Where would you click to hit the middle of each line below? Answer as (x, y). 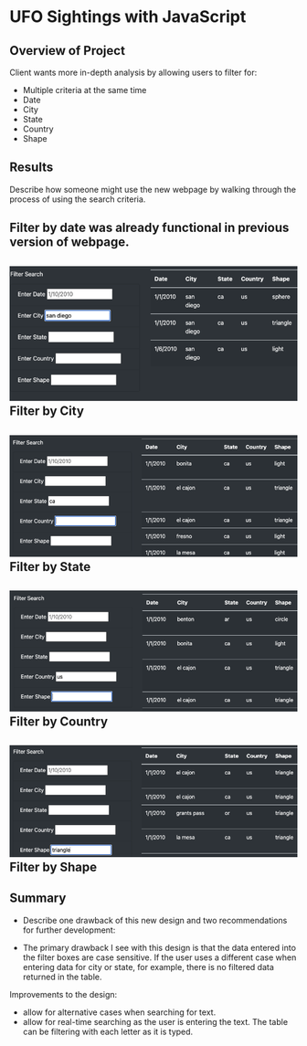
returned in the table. (62, 977)
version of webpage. (69, 243)
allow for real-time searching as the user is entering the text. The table (155, 1021)
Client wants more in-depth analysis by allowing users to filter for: (133, 72)
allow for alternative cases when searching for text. (119, 1012)
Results (32, 168)
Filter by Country (58, 721)
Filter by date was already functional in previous (149, 228)
